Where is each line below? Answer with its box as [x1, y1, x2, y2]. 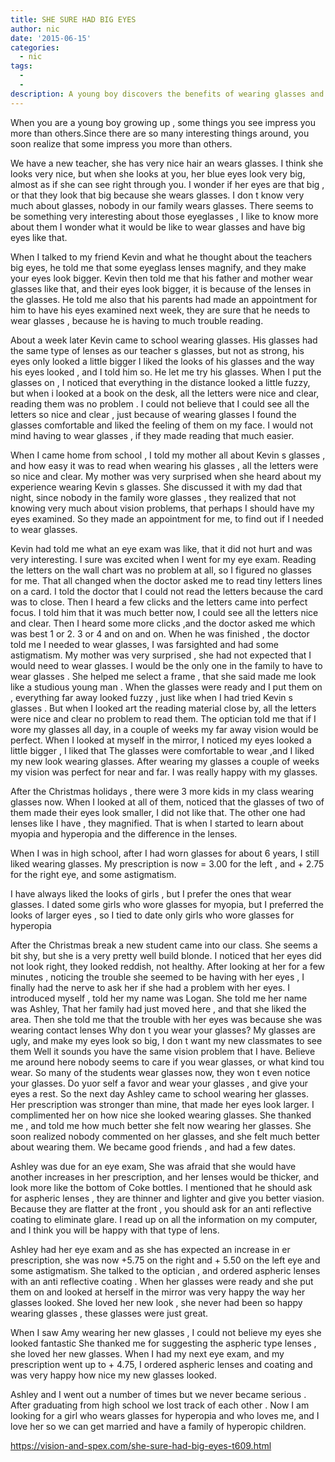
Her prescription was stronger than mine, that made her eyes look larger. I [10, 1098, 315, 1110]
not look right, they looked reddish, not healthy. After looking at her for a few [10, 960, 326, 972]
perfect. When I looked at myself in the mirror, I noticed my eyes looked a [10, 734, 312, 746]
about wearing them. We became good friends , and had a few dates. [10, 1141, 296, 1153]
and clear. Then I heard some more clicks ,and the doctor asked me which [10, 617, 316, 629]
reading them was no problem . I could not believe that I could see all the [10, 397, 310, 410]
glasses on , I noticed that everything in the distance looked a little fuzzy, [10, 376, 311, 388]
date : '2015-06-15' [10, 33, 92, 43]
